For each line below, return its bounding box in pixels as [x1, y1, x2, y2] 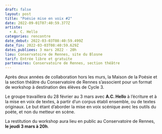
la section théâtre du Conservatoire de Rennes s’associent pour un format [5, 79, 152, 85]
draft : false [5, 7, 31, 12]
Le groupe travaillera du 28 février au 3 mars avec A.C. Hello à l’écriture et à [5, 94, 157, 99]
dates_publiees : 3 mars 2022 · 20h [5, 47, 77, 52]
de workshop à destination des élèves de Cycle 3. [5, 84, 104, 90]
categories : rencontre [5, 34, 51, 39]
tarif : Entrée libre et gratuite [5, 56, 73, 61]
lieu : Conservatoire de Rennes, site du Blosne [5, 52, 103, 57]
